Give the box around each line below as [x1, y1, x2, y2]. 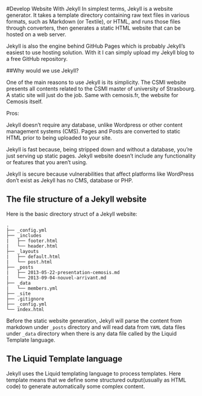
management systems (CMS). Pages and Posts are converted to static [6, 128, 181, 135]
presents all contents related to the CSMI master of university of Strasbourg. [6, 85, 196, 92]
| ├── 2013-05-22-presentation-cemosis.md [6, 269, 120, 275]
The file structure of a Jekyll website [6, 194, 147, 205]
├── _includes [6, 232, 42, 238]
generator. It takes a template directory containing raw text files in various [6, 11, 190, 19]
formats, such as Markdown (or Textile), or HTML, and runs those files [6, 18, 181, 25]
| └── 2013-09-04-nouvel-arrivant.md [6, 275, 107, 281]
